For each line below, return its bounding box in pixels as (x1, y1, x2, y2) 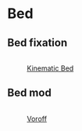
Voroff (27, 114, 48, 123)
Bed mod (7, 86, 52, 100)
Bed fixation (7, 36, 68, 49)
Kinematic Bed (27, 64, 74, 73)
